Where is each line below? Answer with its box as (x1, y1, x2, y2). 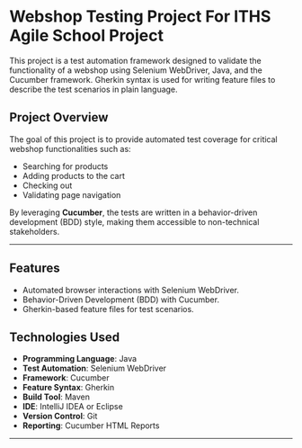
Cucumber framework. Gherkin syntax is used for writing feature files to (9, 74, 276, 85)
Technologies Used (9, 329, 120, 345)
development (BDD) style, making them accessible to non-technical (9, 216, 260, 227)
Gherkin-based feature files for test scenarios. (22, 303, 195, 314)
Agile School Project (9, 25, 164, 46)
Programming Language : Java (22, 354, 138, 364)
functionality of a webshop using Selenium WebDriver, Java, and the (9, 65, 262, 76)
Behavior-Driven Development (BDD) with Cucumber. (22, 294, 220, 305)
